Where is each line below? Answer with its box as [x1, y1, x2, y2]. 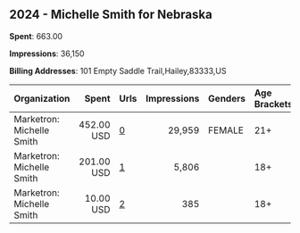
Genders [208, 92, 246, 104]
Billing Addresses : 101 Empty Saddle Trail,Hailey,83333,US [9, 65, 227, 76]
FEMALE [208, 124, 244, 137]
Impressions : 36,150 [9, 48, 85, 59]
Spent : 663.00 [9, 30, 63, 41]
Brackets [254, 97, 293, 110]
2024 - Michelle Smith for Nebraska [9, 7, 212, 22]
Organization [13, 92, 71, 104]
